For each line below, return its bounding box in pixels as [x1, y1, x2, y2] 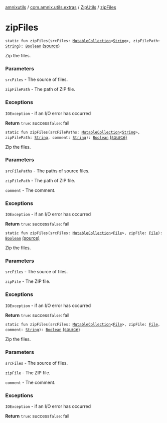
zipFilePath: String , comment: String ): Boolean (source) [5, 134, 127, 140]
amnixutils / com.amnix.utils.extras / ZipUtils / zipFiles [5, 5, 116, 10]
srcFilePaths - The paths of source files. [5, 168, 90, 174]
